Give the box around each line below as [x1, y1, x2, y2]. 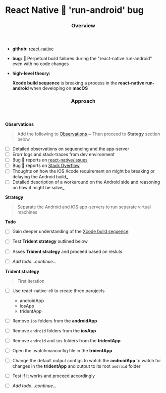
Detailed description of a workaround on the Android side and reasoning [12, 179, 160, 185]
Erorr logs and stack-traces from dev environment [12, 152, 115, 157]
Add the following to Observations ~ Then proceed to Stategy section [17, 131, 160, 137]
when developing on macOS [29, 85, 88, 91]
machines [17, 209, 38, 215]
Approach [71, 98, 96, 105]
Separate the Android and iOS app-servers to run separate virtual [17, 204, 151, 210]
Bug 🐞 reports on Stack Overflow [12, 162, 80, 168]
